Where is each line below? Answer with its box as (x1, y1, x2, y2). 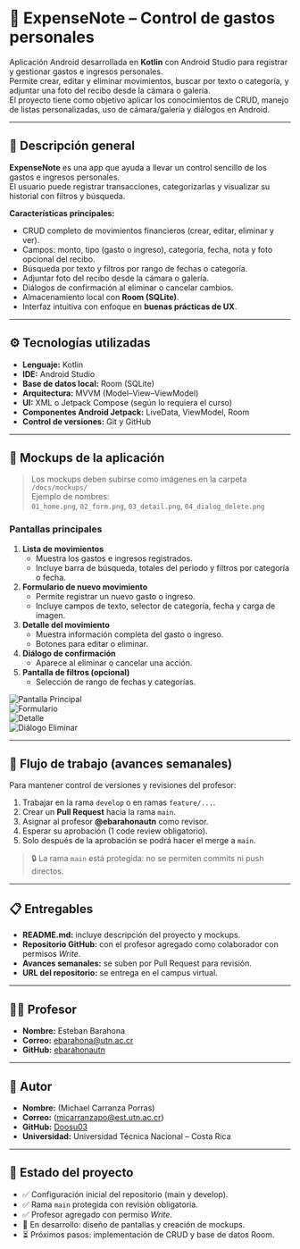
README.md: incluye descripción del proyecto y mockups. (21, 929, 241, 941)
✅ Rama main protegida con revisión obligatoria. (21, 1199, 198, 1210)
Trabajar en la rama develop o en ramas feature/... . (21, 797, 216, 808)
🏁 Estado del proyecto (9, 1165, 134, 1180)
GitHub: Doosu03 (21, 1121, 87, 1132)
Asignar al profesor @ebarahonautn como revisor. (21, 817, 209, 827)
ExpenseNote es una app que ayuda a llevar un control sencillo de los (9, 162, 268, 172)
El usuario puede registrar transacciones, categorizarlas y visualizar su (9, 180, 271, 191)
